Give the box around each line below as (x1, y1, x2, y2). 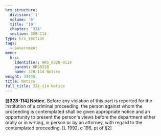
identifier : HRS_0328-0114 (14, 60, 72, 65)
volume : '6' (10, 17, 36, 22)
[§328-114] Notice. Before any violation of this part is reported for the (5, 98, 152, 104)
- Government (10, 46, 38, 51)
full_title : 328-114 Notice (5, 83, 65, 88)
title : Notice (5, 79, 36, 84)
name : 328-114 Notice (14, 70, 60, 75)
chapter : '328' (10, 27, 42, 32)
